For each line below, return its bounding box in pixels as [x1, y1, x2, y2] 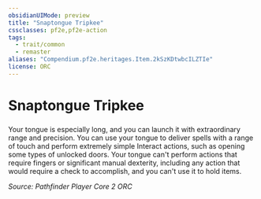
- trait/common [15, 41, 65, 49]
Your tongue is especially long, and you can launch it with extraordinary [8, 124, 240, 134]
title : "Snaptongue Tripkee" [8, 19, 104, 27]
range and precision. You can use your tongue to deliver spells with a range [8, 133, 254, 142]
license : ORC [8, 63, 51, 71]
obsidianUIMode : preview [8, 11, 90, 20]
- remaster [15, 48, 51, 56]
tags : [8, 33, 26, 42]
